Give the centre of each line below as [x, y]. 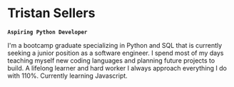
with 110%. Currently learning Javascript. [68, 76]
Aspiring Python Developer [47, 32]
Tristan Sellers [51, 13]
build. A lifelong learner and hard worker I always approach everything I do [117, 68]
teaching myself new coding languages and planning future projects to [111, 60]
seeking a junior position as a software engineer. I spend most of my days [116, 53]
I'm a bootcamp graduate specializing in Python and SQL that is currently [115, 45]
